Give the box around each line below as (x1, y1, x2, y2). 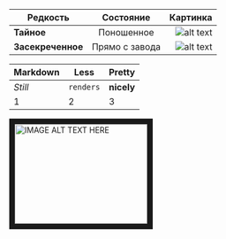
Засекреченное (13, 41, 84, 52)
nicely (109, 81, 135, 93)
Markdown (13, 66, 60, 78)
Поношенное (98, 27, 154, 38)
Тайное (13, 27, 47, 38)
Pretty (109, 66, 135, 78)
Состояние (102, 12, 151, 23)
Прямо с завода (91, 41, 162, 52)
